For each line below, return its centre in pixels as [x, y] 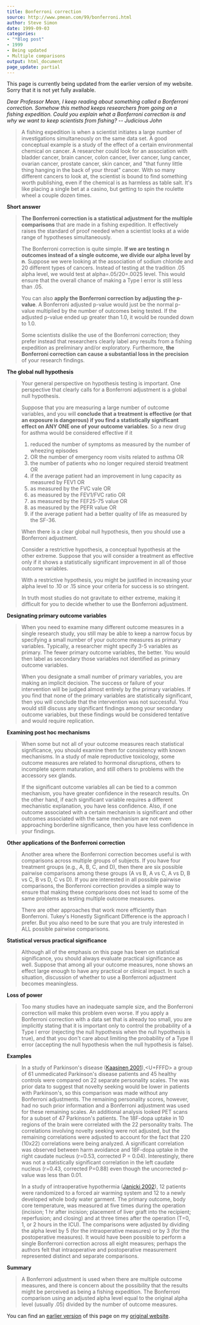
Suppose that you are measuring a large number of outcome [95, 407]
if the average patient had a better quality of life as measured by [109, 514]
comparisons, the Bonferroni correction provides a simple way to [101, 886]
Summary [19, 1268]
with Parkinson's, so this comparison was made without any [95, 1093]
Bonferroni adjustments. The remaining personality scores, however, [105, 1099]
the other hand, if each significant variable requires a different [97, 800]
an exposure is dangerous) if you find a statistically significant [100, 420]
